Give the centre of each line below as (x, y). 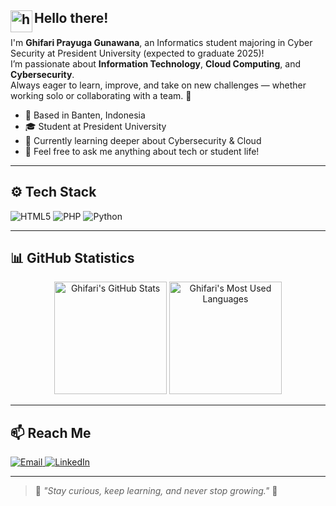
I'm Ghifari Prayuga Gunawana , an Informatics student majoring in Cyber (161, 42)
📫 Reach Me (51, 432)
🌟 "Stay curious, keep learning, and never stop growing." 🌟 (156, 491)
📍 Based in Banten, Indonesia (85, 115)
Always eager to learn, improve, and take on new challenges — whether (158, 85)
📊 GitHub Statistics (72, 258)
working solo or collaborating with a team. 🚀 (101, 95)
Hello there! (71, 18)
